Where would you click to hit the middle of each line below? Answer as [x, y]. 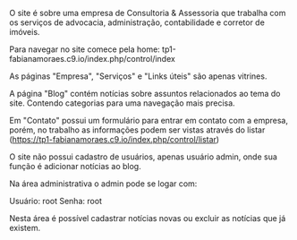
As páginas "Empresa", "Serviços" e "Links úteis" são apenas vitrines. [138, 76]
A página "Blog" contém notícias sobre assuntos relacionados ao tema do [145, 94]
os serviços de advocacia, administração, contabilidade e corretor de [137, 22]
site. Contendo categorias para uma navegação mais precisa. [122, 103]
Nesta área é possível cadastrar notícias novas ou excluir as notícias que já [148, 218]
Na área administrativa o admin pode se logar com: [103, 184]
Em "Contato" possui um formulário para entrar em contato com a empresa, [149, 120]
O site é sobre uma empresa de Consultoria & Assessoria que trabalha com [148, 13]
